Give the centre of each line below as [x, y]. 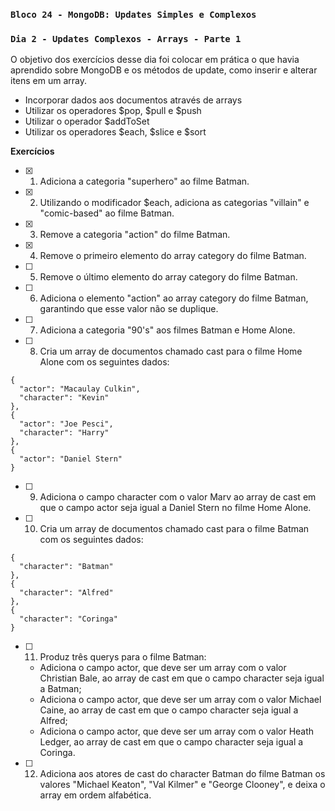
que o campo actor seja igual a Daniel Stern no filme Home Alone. [175, 508]
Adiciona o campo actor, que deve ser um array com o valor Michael [180, 700]
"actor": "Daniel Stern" [71, 459]
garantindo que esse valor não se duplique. [129, 309]
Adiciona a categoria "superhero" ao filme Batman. [144, 181]
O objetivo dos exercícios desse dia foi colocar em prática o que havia [155, 60]
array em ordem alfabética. [95, 795]
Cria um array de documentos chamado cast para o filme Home [171, 351]
